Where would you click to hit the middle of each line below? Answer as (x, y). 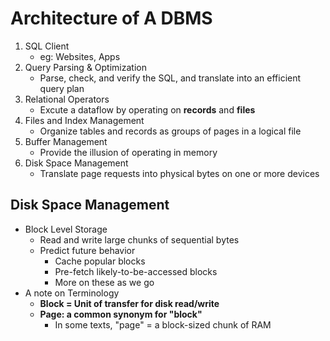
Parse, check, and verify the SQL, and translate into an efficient (170, 78)
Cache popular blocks (100, 261)
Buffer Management (66, 141)
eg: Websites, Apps (80, 56)
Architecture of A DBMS (111, 18)
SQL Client (47, 46)
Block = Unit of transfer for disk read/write (129, 303)
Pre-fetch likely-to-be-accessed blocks (136, 271)
